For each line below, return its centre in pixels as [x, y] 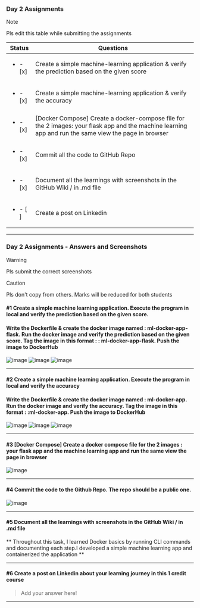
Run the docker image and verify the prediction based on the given [106, 334]
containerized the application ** [45, 554]
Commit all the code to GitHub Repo [85, 155]
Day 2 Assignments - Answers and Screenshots [77, 247]
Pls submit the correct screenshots [49, 271]
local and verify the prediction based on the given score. [77, 314]
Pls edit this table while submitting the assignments [69, 33]
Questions [113, 48]
